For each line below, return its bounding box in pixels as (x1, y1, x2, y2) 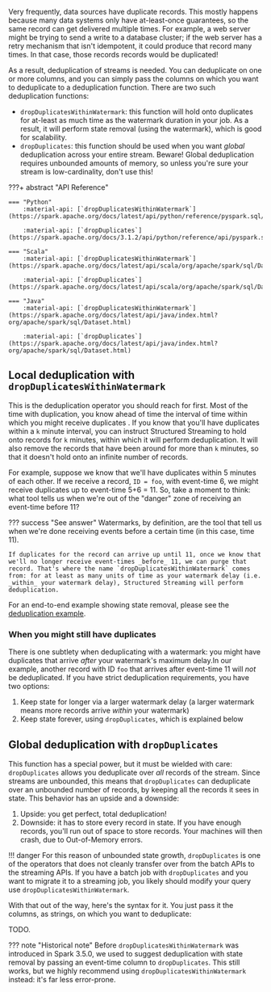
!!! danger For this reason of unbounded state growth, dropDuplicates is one (8, 850, 261, 860)
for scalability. (19, 132, 67, 142)
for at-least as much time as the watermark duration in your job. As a (19, 116, 249, 124)
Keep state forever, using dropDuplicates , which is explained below (19, 714, 244, 724)
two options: (8, 682, 50, 691)
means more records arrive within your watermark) (19, 706, 190, 716)
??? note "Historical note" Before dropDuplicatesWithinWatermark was (8, 940, 240, 950)
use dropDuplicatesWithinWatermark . (8, 885, 130, 894)
